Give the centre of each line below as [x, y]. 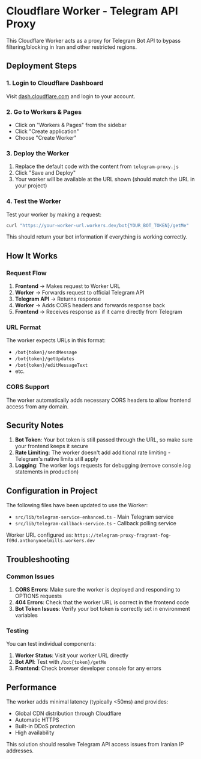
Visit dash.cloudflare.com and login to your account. [71, 96]
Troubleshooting [38, 559]
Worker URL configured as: [40, 535]
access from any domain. [37, 406]
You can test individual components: [51, 644]
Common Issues [31, 576]
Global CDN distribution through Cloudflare [68, 714]
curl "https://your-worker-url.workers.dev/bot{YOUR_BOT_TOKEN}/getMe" [97, 225]
